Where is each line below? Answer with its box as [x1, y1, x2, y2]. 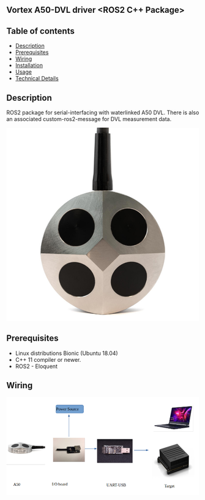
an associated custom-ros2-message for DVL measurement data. [6, 115, 172, 123]
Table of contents [6, 26, 75, 36]
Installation [15, 61, 43, 69]
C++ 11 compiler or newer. [15, 356, 81, 363]
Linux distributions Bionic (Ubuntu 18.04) [15, 350, 118, 357]
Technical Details [15, 75, 59, 82]
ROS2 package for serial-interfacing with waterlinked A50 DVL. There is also [6, 109, 199, 116]
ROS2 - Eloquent [15, 362, 58, 370]
